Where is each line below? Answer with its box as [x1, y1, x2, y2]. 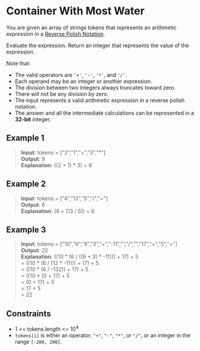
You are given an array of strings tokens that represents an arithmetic [6, 24, 177, 31]
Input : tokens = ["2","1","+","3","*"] [20, 149, 106, 156]
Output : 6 [20, 201, 45, 208]
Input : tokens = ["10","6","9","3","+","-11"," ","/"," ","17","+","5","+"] [20, 241, 177, 248]
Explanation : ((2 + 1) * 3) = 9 [20, 161, 93, 168]
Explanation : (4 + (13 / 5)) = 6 [20, 207, 95, 214]
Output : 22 [20, 247, 49, 254]
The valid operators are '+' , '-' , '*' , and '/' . [14, 71, 127, 78]
